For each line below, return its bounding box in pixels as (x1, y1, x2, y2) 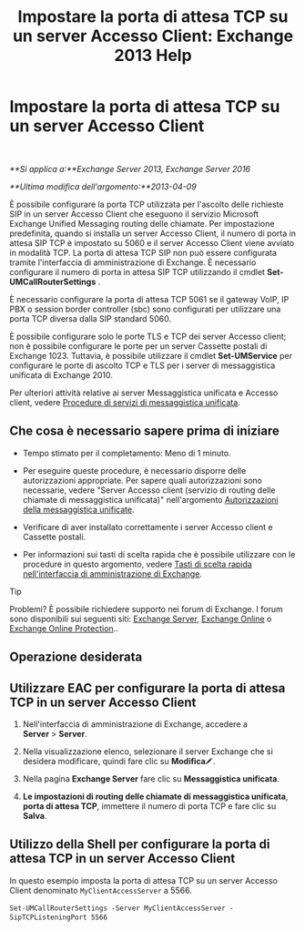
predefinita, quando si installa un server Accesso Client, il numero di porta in (9, 228, 296, 239)
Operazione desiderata (9, 650, 143, 665)
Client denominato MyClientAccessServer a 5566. (9, 885, 193, 895)
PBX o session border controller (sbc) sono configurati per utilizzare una (9, 303, 281, 314)
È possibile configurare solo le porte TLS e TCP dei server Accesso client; (9, 331, 287, 342)
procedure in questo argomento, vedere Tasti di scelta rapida (22, 558, 252, 569)
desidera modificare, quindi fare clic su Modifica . (22, 755, 216, 766)
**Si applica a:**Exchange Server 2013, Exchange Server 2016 (9, 163, 250, 174)
